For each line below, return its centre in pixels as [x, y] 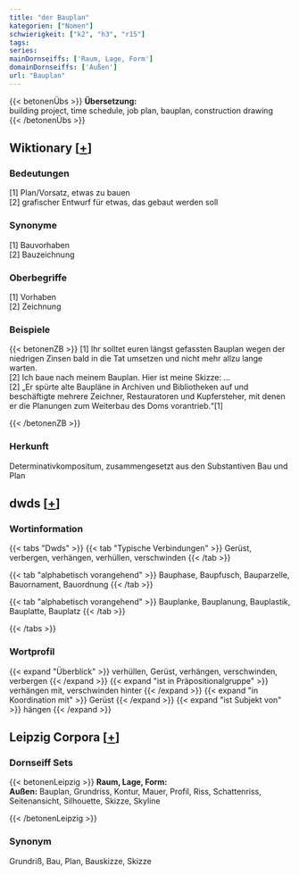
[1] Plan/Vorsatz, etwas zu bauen [70, 193]
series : [24, 51]
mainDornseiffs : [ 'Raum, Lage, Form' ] [81, 59]
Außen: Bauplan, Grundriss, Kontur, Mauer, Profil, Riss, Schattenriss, [135, 792]
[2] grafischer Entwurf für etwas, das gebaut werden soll [114, 203]
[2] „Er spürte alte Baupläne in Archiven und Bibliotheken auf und [129, 387]
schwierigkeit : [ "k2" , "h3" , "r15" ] [77, 34]
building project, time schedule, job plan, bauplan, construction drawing [141, 110]
